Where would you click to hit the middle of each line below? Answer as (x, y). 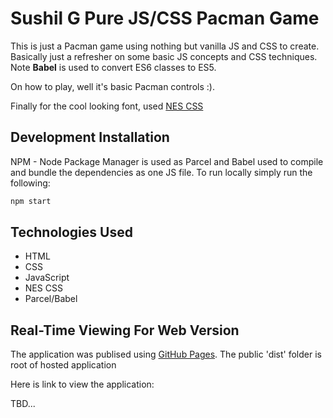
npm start (31, 201)
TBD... (23, 404)
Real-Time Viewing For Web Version (125, 330)
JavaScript (47, 278)
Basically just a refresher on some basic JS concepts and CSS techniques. (164, 56)
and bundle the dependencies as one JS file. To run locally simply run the (161, 172)
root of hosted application (63, 365)
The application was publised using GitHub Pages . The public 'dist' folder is (166, 354)
